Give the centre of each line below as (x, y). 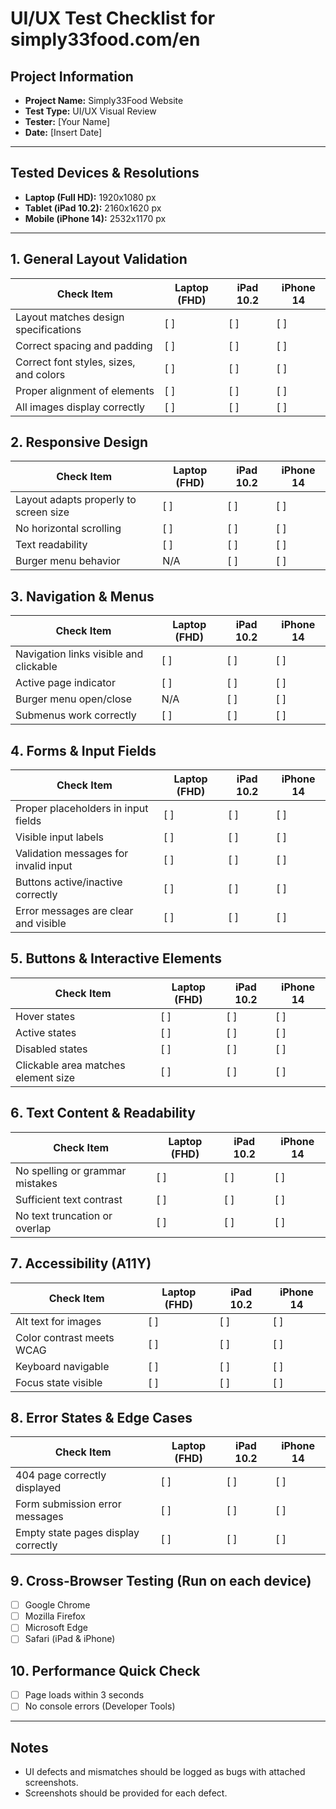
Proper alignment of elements (85, 390)
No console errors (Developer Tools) (100, 1706)
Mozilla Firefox (55, 1616)
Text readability (51, 545)
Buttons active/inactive (69, 882)
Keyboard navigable (62, 1366)
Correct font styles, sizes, (75, 362)
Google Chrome (57, 1605)
